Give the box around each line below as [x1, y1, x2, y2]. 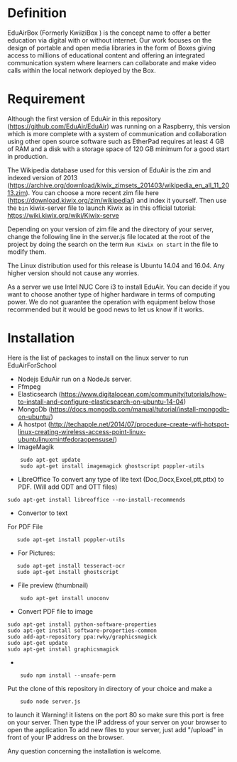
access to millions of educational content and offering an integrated [7, 51, 206, 60]
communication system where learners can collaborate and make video [7, 58, 216, 67]
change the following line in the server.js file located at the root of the [7, 232, 211, 241]
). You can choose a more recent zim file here [26, 188, 160, 197]
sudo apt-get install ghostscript [16, 568, 119, 575]
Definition [7, 5, 67, 21]
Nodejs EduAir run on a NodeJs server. [17, 375, 133, 383]
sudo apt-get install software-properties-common [7, 626, 158, 634]
